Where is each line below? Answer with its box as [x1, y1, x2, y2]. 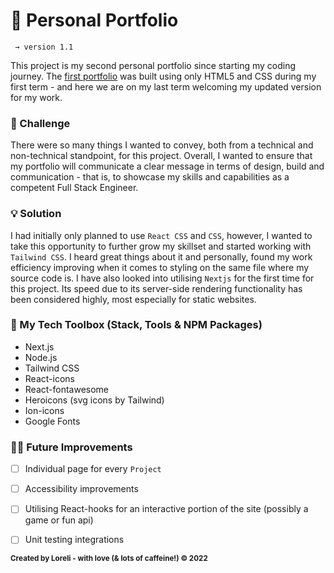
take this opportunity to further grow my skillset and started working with [10, 240, 312, 252]
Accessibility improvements [24, 483, 139, 495]
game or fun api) [24, 514, 94, 526]
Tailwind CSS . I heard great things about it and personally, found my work [10, 250, 313, 263]
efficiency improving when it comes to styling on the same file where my [10, 261, 310, 273]
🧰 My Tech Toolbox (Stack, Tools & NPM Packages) [10, 318, 263, 332]
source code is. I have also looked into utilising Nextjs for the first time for [10, 272, 315, 284]
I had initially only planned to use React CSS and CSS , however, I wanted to [10, 229, 313, 241]
